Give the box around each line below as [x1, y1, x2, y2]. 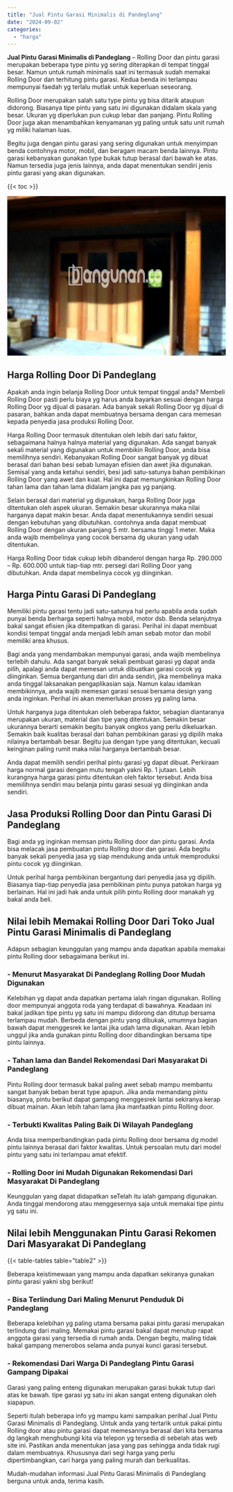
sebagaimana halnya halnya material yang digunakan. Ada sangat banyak [7, 438, 217, 447]
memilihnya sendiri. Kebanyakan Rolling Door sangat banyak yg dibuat [7, 453, 208, 461]
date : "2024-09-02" [7, 18, 64, 26]
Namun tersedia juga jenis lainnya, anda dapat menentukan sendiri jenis [7, 161, 213, 170]
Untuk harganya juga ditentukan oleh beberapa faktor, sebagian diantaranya [7, 708, 225, 716]
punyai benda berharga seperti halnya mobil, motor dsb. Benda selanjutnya [7, 614, 222, 623]
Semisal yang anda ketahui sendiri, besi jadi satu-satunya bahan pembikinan [7, 467, 225, 476]
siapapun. [7, 1398, 36, 1406]
